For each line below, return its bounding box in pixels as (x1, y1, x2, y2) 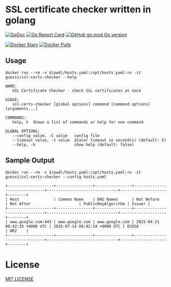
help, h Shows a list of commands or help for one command (12, 119, 144, 124)
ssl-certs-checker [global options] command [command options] (12, 101, 150, 106)
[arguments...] (5, 106, 38, 111)
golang (5, 14, 36, 26)
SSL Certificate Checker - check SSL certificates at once (12, 88, 141, 93)
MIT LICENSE (5, 276, 34, 282)
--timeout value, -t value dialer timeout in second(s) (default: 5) (12, 137, 167, 142)
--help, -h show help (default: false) (12, 142, 135, 147)
